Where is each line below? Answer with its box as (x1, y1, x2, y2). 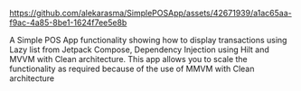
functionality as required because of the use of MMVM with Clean (9, 63, 255, 74)
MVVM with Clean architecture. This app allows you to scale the (9, 54, 249, 64)
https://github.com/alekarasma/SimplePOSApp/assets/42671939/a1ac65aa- (9, 8, 292, 18)
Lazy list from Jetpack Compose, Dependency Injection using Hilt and (9, 44, 269, 55)
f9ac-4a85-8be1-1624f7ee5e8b (9, 17, 127, 28)
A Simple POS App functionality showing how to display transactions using (9, 35, 287, 45)
